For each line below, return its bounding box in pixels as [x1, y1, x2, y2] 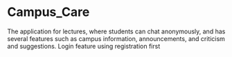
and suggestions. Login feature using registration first [7, 42, 161, 50]
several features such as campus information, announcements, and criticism [7, 34, 225, 42]
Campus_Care [7, 4, 90, 20]
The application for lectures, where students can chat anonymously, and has [7, 27, 226, 35]
